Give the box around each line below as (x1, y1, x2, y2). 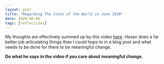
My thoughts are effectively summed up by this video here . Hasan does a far (5, 34, 159, 40)
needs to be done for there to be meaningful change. (5, 44, 112, 50)
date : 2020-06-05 (5, 16, 41, 21)
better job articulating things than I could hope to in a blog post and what (5, 39, 151, 45)
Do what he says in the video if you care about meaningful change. (5, 54, 143, 60)
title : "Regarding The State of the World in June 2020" (5, 12, 123, 16)
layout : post (5, 7, 32, 12)
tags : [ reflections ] (5, 20, 47, 26)
